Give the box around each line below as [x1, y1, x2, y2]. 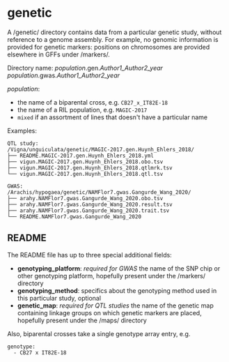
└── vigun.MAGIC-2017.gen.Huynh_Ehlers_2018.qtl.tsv [7, 170, 164, 177]
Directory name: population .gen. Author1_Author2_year [7, 63, 164, 72]
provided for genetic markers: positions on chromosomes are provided [7, 43, 210, 51]
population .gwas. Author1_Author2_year [7, 71, 120, 80]
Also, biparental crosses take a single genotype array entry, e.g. [7, 329, 191, 338]
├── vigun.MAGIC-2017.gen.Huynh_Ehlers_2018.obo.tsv [7, 158, 164, 165]
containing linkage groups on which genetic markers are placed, [17, 308, 202, 317]
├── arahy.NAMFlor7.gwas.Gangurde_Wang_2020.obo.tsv [7, 195, 164, 202]
